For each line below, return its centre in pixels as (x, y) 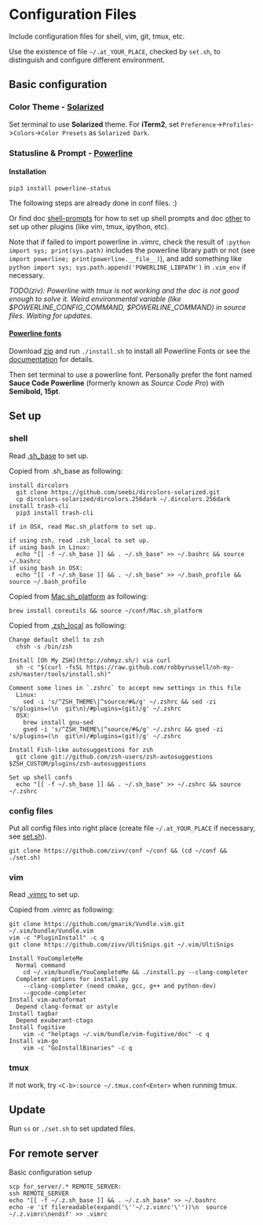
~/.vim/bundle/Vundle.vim (51, 931)
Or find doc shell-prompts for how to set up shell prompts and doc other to (130, 218)
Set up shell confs (41, 777)
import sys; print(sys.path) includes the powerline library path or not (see (132, 250)
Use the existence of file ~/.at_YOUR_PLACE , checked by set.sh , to (115, 51)
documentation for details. (51, 359)
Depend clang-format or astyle (67, 1007)
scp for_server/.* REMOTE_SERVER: (66, 1187)
